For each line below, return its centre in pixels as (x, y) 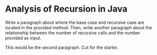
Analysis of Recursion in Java (66, 9)
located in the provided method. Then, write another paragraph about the (79, 27)
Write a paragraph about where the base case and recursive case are (75, 22)
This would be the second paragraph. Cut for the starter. (62, 47)
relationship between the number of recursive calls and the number (73, 33)
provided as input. (23, 38)
